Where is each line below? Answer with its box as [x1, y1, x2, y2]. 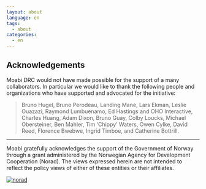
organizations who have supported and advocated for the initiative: [6, 89, 176, 97]
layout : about [6, 9, 43, 15]
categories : [6, 32, 37, 38]
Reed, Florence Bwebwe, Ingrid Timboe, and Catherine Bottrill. [21, 127, 180, 135]
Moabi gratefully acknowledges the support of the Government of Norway [6, 144, 194, 152]
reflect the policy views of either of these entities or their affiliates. [6, 164, 174, 171]
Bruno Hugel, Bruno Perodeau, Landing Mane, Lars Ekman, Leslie [21, 101, 187, 108]
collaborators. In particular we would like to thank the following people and [6, 83, 195, 90]
